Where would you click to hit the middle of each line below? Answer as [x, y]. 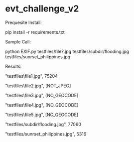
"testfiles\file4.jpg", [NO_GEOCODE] [42, 105]
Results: [13, 66]
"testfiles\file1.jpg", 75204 [32, 76]
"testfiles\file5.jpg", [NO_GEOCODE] [42, 115]
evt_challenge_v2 [42, 9]
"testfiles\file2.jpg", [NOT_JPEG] [38, 86]
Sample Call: [18, 42]
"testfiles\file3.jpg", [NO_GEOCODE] [42, 95]
